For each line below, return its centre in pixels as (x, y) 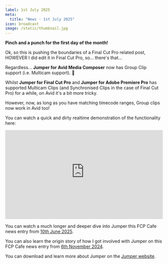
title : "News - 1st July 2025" (42, 19)
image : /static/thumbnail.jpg (37, 29)
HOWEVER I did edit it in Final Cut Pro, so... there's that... (64, 58)
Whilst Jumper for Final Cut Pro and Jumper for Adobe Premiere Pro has (81, 83)
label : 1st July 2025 (28, 10)
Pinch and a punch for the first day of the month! (57, 43)
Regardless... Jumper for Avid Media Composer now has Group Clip (76, 68)
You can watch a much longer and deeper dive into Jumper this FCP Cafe (81, 226)
